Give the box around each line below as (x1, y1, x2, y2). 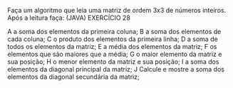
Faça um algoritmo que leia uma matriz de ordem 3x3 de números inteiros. (7, 6, 227, 14)
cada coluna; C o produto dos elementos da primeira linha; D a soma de (7, 35, 219, 43)
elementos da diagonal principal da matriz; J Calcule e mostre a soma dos (7, 65, 224, 73)
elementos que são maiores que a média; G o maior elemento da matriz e (7, 50, 222, 58)
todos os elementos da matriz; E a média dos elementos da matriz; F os (7, 43, 217, 50)
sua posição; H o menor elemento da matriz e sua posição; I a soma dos (7, 57, 219, 66)
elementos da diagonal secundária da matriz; (7, 72, 140, 81)
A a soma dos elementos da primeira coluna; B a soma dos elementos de (7, 28, 222, 35)
